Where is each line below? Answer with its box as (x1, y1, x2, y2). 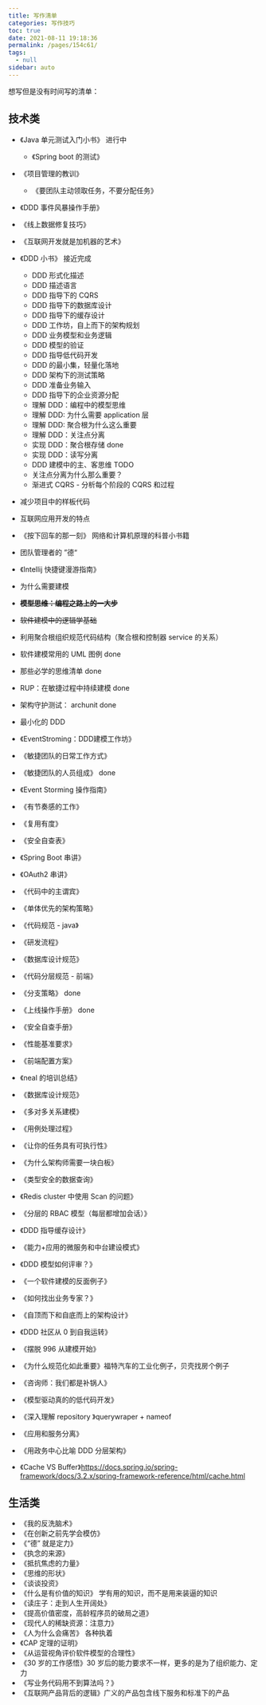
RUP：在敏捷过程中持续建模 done (19, 683, 130, 692)
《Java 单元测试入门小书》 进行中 (19, 135, 127, 144)
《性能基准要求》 (19, 1038, 76, 1049)
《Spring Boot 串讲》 (19, 852, 85, 862)
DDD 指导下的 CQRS (31, 290, 99, 300)
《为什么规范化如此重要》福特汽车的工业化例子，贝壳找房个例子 (19, 1360, 229, 1370)
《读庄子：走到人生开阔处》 (19, 1598, 111, 1608)
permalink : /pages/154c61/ (8, 41, 98, 49)
